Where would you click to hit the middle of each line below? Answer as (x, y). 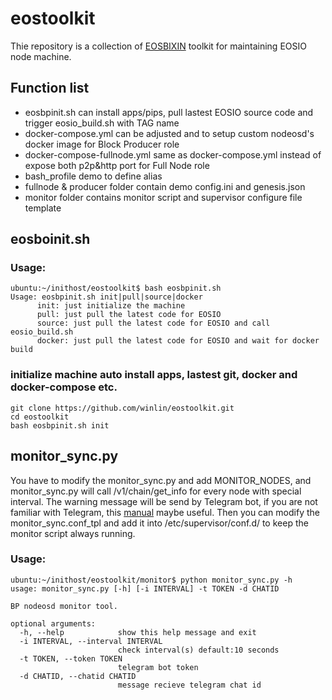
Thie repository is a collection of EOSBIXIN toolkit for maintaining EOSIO (158, 46)
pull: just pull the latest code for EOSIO (129, 315)
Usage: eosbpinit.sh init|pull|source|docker (106, 297)
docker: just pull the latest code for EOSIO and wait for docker (178, 341)
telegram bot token (158, 667)
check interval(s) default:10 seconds (198, 650)
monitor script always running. (73, 533)
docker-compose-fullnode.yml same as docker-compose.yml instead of (173, 154)
